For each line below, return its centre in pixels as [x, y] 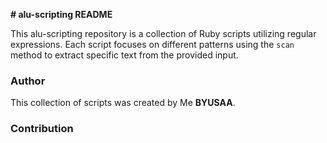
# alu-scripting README [61, 14]
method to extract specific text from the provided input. [124, 55]
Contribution [42, 129]
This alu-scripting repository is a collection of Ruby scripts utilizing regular [163, 33]
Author [28, 81]
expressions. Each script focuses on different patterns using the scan [152, 44]
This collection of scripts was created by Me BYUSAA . [123, 103]
